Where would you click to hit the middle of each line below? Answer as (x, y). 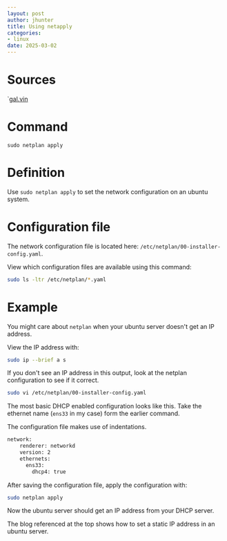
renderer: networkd (48, 446)
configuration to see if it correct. (53, 380)
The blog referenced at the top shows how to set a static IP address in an (111, 524)
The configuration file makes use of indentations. (77, 427)
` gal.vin (18, 99)
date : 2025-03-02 (32, 46)
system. (18, 199)
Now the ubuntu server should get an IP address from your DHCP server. (111, 511)
